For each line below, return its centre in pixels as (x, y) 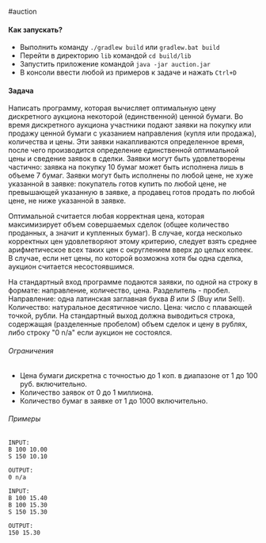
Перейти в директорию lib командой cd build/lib (105, 55)
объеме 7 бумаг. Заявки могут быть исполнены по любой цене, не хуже (131, 176)
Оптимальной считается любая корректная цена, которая (106, 216)
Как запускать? (36, 29)
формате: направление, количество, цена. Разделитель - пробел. (119, 291)
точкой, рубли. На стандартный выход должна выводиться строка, (122, 315)
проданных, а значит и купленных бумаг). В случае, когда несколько (125, 233)
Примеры (25, 419)
